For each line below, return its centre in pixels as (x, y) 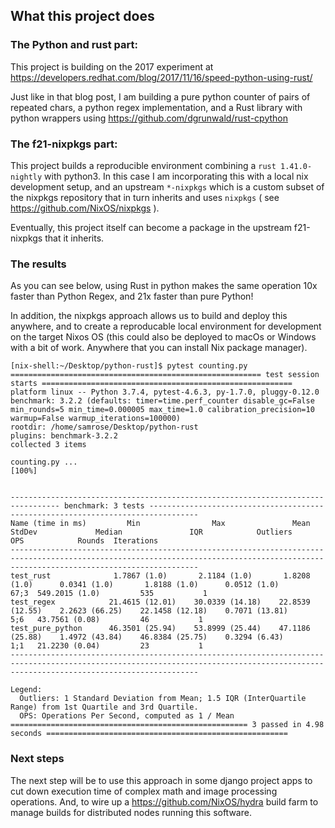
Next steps (37, 759)
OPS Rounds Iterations (84, 541)
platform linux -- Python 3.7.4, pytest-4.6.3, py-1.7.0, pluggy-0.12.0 (165, 392)
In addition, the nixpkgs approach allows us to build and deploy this (149, 316)
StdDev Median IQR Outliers (151, 532)
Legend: (26, 690)
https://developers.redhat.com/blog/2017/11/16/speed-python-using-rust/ (161, 77)
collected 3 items (48, 445)
